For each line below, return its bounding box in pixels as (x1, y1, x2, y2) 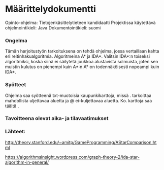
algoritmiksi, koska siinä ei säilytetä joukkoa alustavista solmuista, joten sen (5, 59, 159, 65)
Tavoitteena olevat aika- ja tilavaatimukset (5, 115, 109, 122)
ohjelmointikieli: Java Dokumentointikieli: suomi (5, 24, 101, 30)
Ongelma (5, 37, 28, 44)
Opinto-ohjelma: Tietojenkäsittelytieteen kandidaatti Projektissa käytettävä (5, 20, 156, 25)
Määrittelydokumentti (5, 3, 96, 15)
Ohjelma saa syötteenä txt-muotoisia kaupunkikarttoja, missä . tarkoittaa (5, 92, 152, 98)
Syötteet (5, 81, 26, 88)
